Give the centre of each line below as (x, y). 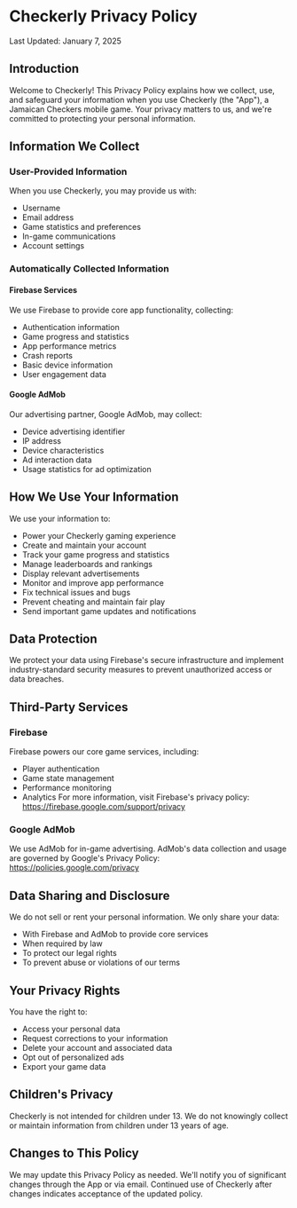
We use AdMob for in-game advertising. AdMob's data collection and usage (148, 849)
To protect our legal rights (69, 953)
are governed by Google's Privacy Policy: (85, 858)
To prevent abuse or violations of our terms (101, 963)
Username (41, 208)
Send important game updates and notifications (109, 611)
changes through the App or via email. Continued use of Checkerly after (141, 1184)
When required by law (63, 944)
